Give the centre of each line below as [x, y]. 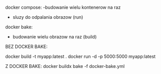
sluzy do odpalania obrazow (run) [48, 17]
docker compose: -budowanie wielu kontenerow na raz [63, 7]
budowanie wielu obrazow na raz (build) [55, 37]
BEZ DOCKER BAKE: [26, 47]
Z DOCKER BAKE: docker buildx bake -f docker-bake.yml [65, 66]
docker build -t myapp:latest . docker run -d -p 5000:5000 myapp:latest [80, 56]
